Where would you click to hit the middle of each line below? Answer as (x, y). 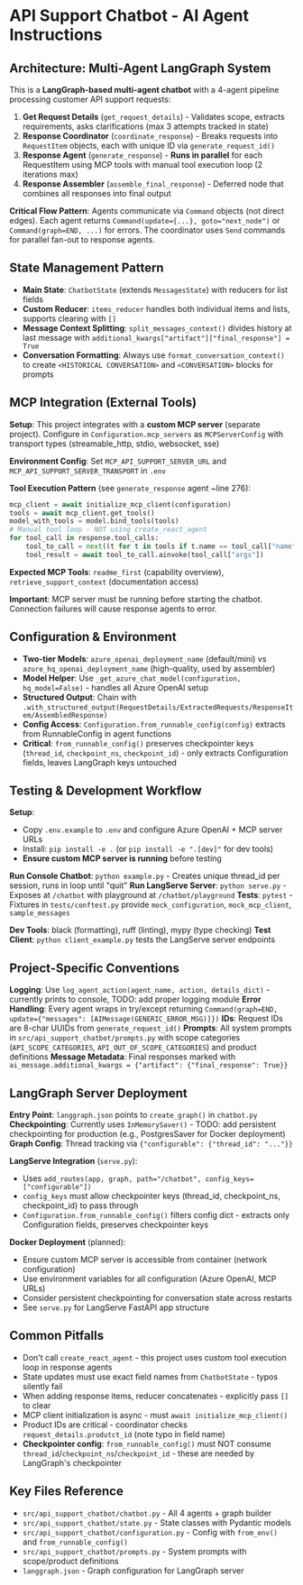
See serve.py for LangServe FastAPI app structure (116, 1307)
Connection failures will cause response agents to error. (113, 609)
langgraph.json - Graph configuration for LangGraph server (133, 1571)
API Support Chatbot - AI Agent (129, 16)
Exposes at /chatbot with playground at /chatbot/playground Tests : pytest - (151, 895)
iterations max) (50, 174)
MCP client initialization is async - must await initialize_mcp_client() (155, 1415)
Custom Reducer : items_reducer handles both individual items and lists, (156, 308)
